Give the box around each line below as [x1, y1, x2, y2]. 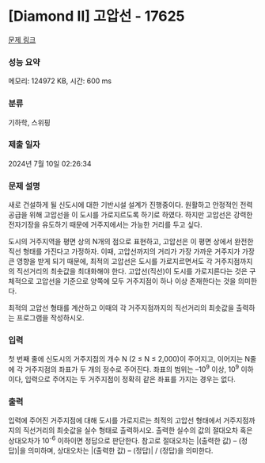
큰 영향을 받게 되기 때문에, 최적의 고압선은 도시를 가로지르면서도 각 [8, 257, 213, 266]
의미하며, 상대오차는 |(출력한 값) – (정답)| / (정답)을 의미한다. [27, 446, 214, 456]
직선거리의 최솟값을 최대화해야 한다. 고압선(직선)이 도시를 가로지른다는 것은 [16, 266, 248, 276]
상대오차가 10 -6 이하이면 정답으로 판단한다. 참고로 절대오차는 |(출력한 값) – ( [8, 434, 242, 446]
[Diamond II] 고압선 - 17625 [8, 7, 185, 25]
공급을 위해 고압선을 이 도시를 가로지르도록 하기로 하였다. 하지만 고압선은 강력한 [8, 210, 253, 220]
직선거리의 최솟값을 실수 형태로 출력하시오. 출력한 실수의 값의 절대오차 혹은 [22, 426, 253, 435]
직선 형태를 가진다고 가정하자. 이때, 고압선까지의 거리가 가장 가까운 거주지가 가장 [8, 247, 256, 256]
